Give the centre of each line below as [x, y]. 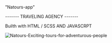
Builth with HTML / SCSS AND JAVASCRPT [49, 26]
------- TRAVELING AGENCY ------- [42, 16]
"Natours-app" [20, 7]
